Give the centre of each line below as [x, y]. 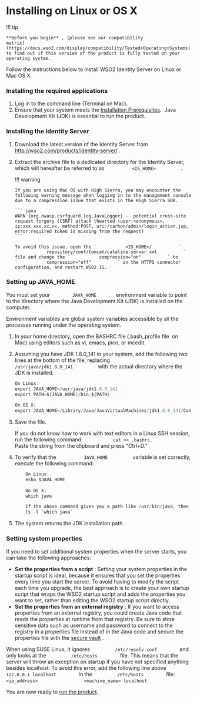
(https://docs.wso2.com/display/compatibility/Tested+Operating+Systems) [98, 48]
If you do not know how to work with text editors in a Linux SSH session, [102, 434]
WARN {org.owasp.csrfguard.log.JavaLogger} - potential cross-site [100, 216]
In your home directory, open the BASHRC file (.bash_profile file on [96, 336]
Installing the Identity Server [48, 132]
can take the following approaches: [49, 558]
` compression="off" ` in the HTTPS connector [98, 262]
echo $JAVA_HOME [45, 479]
